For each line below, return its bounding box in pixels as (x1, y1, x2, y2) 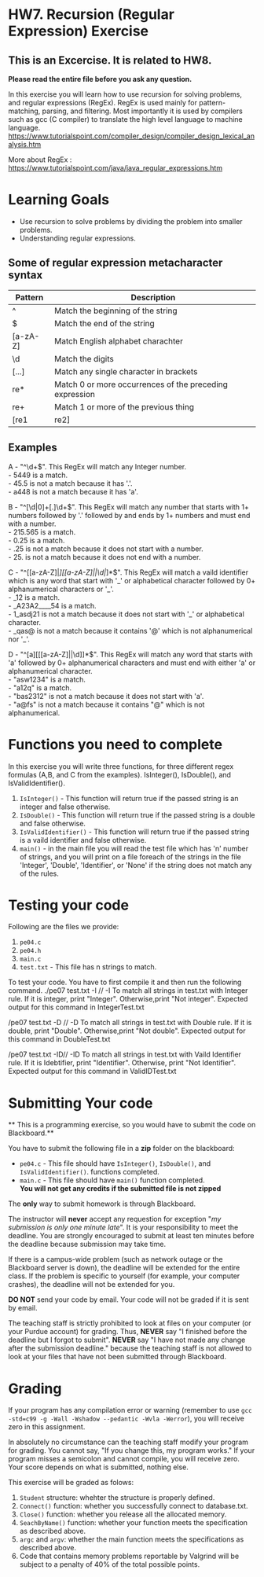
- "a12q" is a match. (8, 682, 72, 693)
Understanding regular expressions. (19, 233, 136, 243)
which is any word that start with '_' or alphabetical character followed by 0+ (8, 575, 256, 585)
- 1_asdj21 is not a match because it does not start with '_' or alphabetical (8, 609, 245, 619)
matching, (8, 106, 41, 116)
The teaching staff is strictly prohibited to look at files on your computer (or (8, 1318, 251, 1328)
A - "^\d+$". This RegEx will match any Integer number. (8, 461, 187, 471)
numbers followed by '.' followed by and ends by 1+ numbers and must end (8, 510, 251, 520)
